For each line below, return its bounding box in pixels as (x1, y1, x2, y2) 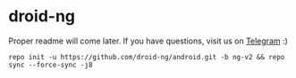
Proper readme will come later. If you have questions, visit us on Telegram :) (8, 35, 288, 46)
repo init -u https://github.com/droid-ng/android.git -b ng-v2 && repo (8, 52, 285, 61)
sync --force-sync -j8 (8, 60, 93, 69)
